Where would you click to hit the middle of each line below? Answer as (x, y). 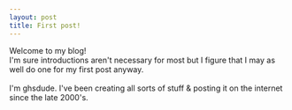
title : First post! (45, 26)
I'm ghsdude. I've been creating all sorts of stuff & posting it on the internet (146, 88)
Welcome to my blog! (48, 50)
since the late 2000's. (49, 97)
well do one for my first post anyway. (77, 69)
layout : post (33, 17)
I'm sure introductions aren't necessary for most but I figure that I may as (142, 60)
